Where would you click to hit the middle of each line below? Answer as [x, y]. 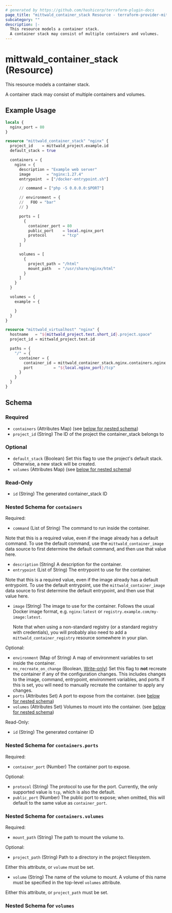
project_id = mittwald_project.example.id [59, 146]
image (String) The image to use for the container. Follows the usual [83, 606]
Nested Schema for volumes [40, 905]
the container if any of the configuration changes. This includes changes [89, 674]
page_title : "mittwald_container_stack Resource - [60, 15]
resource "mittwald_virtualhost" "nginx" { [52, 330]
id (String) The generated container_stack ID [60, 494]
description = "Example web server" [58, 169]
